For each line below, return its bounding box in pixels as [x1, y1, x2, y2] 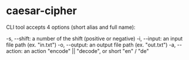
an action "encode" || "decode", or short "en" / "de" [23, 47, 149, 54]
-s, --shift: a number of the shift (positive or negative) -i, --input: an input [6, 35, 183, 42]
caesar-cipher [6, 4, 77, 18]
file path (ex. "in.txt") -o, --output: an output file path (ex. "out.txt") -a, [6, 41, 176, 48]
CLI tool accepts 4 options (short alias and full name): [6, 24, 136, 31]
